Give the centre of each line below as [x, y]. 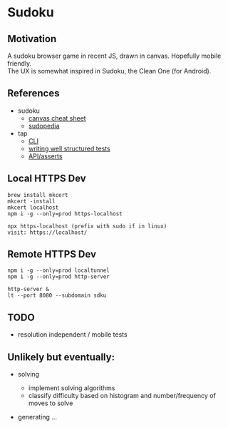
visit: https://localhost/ [47, 233]
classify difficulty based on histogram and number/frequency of [122, 396]
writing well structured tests [69, 148]
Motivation [32, 39]
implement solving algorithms [72, 388]
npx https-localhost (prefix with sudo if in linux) [87, 226]
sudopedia [44, 126]
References [33, 93]
